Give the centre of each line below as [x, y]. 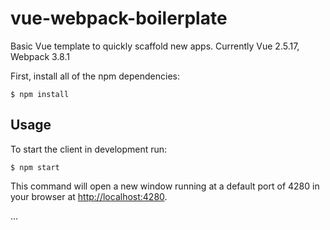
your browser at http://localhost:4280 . [89, 196]
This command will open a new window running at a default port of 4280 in [165, 186]
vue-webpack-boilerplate [119, 18]
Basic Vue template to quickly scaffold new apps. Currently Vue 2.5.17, [155, 46]
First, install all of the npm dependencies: [95, 76]
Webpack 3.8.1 [40, 56]
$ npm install [40, 94]
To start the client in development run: [89, 149]
